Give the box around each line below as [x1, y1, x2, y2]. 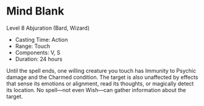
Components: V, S [15, 48, 61, 56]
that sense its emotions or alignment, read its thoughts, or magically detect [6, 80, 194, 87]
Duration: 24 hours [15, 55, 63, 62]
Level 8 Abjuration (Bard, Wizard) [6, 24, 90, 31]
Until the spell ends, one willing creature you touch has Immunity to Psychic [6, 67, 197, 74]
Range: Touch [15, 42, 51, 50]
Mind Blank [6, 4, 65, 18]
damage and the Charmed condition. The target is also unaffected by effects [6, 73, 199, 81]
